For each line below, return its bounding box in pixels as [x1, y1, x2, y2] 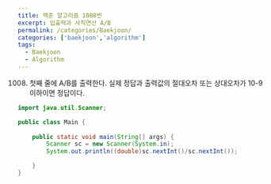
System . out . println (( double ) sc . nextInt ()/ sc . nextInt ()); [46, 148, 239, 156]
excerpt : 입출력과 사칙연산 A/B [17, 19, 111, 27]
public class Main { [17, 118, 86, 126]
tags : [17, 41, 36, 49]
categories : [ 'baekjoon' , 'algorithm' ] [17, 33, 146, 42]
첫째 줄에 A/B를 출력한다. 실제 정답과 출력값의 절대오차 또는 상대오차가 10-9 [29, 78, 263, 88]
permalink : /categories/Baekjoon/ [17, 26, 132, 34]
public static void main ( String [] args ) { [32, 133, 174, 141]
